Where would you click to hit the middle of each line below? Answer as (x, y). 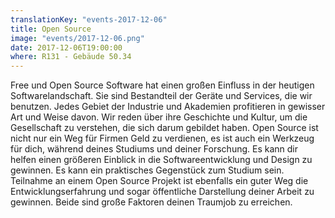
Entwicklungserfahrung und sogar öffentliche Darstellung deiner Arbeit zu (162, 192)
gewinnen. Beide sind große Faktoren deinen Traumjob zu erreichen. (151, 202)
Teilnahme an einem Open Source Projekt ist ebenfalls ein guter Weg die (159, 181)
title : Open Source (51, 29)
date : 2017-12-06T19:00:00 (66, 47)
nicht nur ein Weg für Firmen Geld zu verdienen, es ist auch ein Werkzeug (162, 138)
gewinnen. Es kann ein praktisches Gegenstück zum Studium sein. (147, 170)
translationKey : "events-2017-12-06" (89, 19)
